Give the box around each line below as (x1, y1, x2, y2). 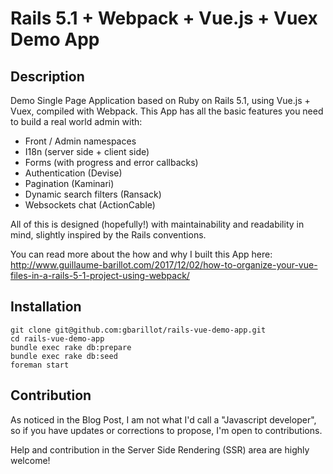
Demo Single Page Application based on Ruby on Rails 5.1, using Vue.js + (10, 95, 311, 106)
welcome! (10, 454, 51, 466)
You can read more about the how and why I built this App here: (10, 248, 273, 260)
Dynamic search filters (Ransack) (24, 188, 162, 200)
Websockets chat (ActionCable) (24, 199, 156, 211)
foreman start (10, 360, 70, 370)
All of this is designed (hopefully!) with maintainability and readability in (10, 218, 305, 230)
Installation (10, 298, 82, 316)
